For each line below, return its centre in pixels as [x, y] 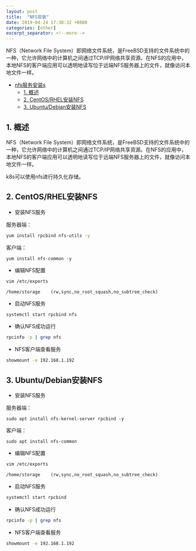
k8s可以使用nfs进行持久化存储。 [45, 177]
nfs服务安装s [30, 85]
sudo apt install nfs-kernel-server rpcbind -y [65, 419]
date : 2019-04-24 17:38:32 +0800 [47, 22]
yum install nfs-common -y [39, 259]
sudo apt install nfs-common [42, 441]
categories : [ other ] [31, 28]
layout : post [22, 11]
